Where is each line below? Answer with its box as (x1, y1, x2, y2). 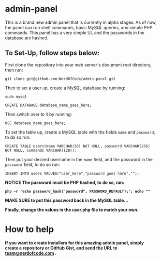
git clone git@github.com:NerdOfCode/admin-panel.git (5, 76, 116, 81)
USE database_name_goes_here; (5, 120, 66, 126)
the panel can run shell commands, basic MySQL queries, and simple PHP (5, 24, 153, 30)
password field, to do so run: (5, 162, 60, 167)
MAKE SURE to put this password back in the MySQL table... (5, 197, 129, 203)
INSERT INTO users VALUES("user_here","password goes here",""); (5, 171, 139, 176)
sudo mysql (5, 94, 27, 99)
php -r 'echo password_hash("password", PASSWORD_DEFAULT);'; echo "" (5, 189, 150, 194)
